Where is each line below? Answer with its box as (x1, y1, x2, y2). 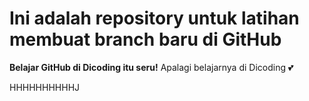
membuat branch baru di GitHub (9, 28, 282, 51)
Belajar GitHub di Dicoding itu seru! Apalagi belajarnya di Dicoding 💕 (9, 61, 294, 73)
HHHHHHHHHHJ (9, 81, 81, 93)
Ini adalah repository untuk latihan (9, 7, 300, 30)
